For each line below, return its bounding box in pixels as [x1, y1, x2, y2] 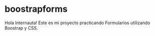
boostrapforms [4, 3, 68, 15]
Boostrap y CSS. [4, 25, 38, 31]
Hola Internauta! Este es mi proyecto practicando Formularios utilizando [4, 20, 151, 26]
